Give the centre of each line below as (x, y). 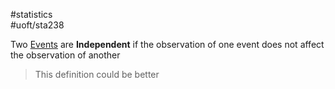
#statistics (31, 14)
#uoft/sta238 (37, 25)
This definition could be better (97, 74)
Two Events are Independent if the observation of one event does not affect (167, 44)
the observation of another (65, 55)
